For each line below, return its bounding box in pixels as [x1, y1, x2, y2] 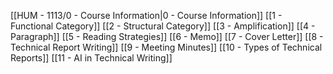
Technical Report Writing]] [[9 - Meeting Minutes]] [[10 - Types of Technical [10, 41, 323, 53]
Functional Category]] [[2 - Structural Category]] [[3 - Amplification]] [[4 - [10, 20, 316, 32]
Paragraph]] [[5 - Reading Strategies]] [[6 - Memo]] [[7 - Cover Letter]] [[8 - [10, 31, 324, 42]
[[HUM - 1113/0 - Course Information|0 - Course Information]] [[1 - [10, 10, 283, 21]
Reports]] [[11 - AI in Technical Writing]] [10, 52, 173, 64]
